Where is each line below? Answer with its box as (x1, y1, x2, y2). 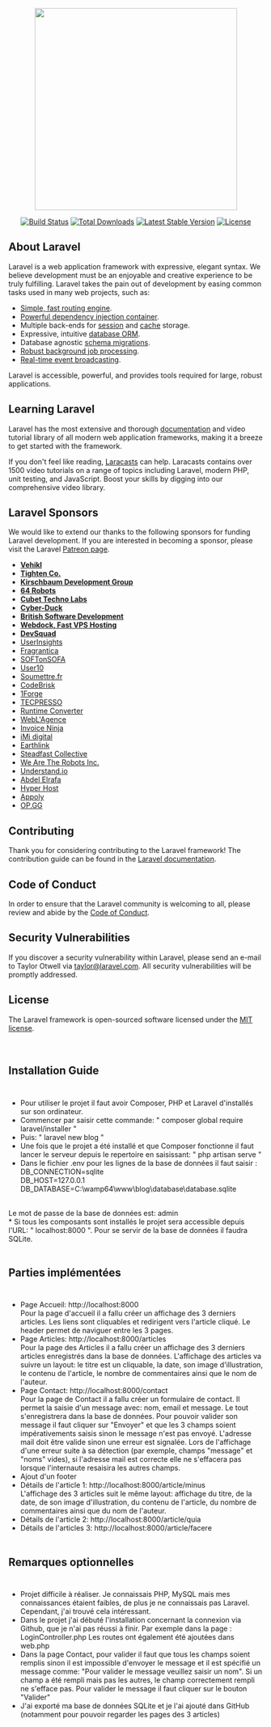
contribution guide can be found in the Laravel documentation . (8, 854, 217, 864)
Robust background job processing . (19, 346, 140, 356)
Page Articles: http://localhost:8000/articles (19, 1334, 167, 1344)
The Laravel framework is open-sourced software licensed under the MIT (8, 1015, 253, 1024)
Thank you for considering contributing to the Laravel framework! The (8, 846, 241, 855)
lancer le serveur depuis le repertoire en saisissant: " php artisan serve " (19, 1149, 262, 1159)
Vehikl (19, 560, 43, 570)
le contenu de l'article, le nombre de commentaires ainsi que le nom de (19, 1369, 257, 1379)
